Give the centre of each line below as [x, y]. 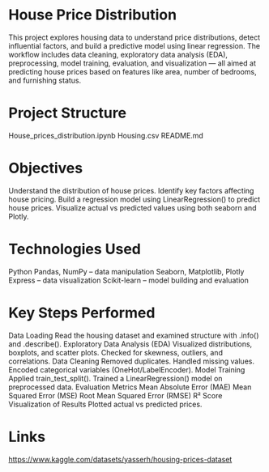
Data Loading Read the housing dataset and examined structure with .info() [134, 335]
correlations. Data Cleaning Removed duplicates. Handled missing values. [132, 361]
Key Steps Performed [82, 313]
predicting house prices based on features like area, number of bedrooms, [132, 71]
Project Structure [68, 113]
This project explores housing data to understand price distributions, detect [134, 37]
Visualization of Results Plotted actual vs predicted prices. [105, 404]
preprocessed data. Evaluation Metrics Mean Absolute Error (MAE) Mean [130, 387]
